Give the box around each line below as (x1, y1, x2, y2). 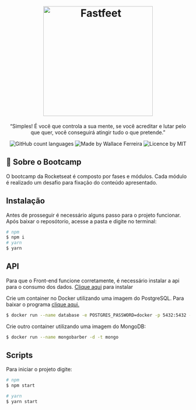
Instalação (6, 196, 45, 206)
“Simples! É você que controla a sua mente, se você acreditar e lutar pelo (9, 122, 187, 129)
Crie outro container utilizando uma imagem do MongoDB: (6, 323, 146, 330)
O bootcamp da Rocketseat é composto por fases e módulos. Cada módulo (6, 173, 187, 180)
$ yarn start (6, 399, 38, 405)
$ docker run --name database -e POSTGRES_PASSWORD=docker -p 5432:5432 (6, 312, 187, 318)
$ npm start (6, 382, 35, 389)
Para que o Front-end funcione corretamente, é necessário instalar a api (6, 277, 180, 284)
